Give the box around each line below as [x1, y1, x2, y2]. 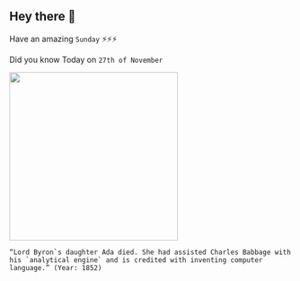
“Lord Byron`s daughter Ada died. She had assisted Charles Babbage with [9, 248, 292, 257]
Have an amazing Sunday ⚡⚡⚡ [9, 33, 118, 44]
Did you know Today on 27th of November [9, 54, 163, 65]
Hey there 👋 [9, 9, 76, 24]
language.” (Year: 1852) [9, 263, 102, 272]
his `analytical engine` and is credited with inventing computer [9, 255, 263, 265]
